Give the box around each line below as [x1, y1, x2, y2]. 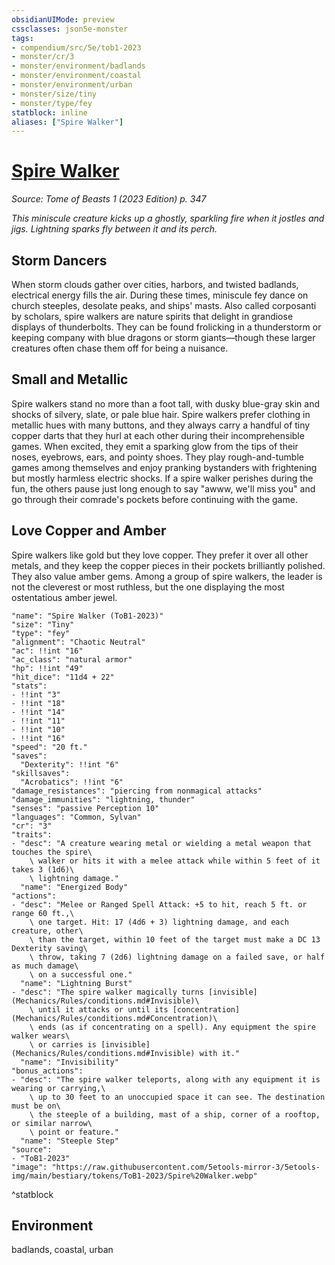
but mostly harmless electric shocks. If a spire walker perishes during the [11, 472, 314, 484]
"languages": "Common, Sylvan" [11, 812, 142, 822]
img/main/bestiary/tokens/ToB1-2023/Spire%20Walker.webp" [11, 1171, 258, 1181]
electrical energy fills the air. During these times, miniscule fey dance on [11, 289, 309, 301]
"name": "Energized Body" [20, 882, 129, 892]
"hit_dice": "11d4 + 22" [11, 672, 115, 682]
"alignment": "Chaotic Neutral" [11, 637, 146, 647]
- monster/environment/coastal [11, 71, 142, 81]
